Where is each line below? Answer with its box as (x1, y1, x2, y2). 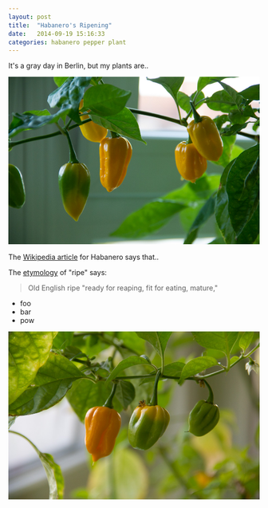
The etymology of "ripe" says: (8, 268, 108, 278)
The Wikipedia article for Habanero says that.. (8, 252, 160, 262)
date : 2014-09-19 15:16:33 (8, 30, 105, 37)
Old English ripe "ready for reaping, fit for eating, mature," (27, 283, 219, 293)
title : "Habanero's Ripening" (8, 21, 112, 30)
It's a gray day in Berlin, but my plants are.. (8, 61, 149, 71)
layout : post (8, 13, 52, 21)
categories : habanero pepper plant (8, 38, 127, 46)
